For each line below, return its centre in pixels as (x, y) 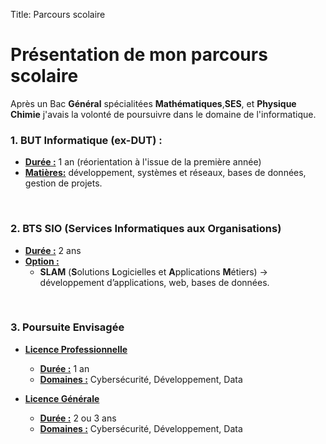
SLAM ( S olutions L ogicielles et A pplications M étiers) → (153, 271)
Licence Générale (62, 398)
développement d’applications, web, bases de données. (154, 282)
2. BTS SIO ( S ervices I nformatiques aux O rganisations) (146, 229)
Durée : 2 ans (53, 250)
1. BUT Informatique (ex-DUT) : (86, 140)
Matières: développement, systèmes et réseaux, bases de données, (165, 173)
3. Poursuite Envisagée (67, 327)
